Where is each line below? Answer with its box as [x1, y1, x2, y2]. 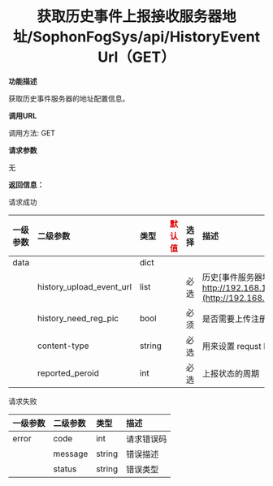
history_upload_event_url [37, 281, 132, 292]
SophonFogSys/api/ [32, 28, 171, 46]
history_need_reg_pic [37, 312, 119, 324]
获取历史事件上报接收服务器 [36, 7, 222, 26]
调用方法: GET [8, 127, 55, 138]
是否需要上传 [201, 313, 252, 325]
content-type [37, 340, 89, 351]
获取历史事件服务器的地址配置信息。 [8, 93, 130, 103]
